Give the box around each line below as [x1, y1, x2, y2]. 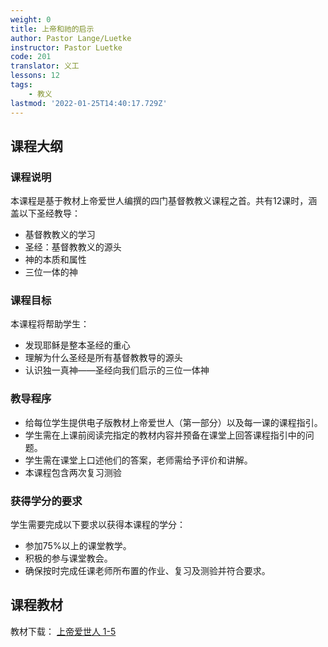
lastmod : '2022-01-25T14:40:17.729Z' [10, 98, 168, 108]
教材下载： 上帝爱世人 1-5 [10, 625, 117, 637]
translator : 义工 [10, 61, 80, 71]
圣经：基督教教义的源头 [24, 241, 122, 253]
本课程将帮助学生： [10, 318, 90, 330]
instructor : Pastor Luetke [10, 42, 123, 53]
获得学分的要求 [10, 494, 83, 508]
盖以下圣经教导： [10, 207, 81, 220]
